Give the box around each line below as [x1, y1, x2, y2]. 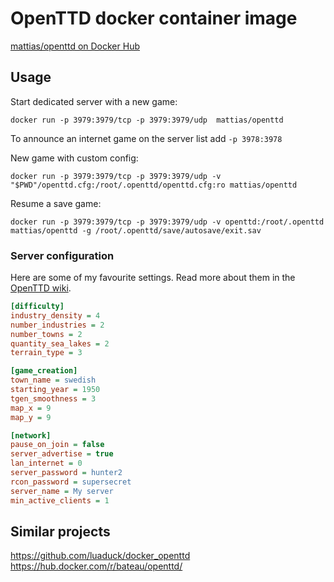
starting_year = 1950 [10, 385, 101, 395]
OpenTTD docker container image [10, 7, 298, 30]
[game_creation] [10, 366, 78, 376]
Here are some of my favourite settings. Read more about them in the [10, 272, 296, 284]
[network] [10, 430, 52, 441]
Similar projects [10, 523, 111, 540]
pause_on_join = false [10, 440, 105, 450]
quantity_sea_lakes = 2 [10, 338, 110, 349]
